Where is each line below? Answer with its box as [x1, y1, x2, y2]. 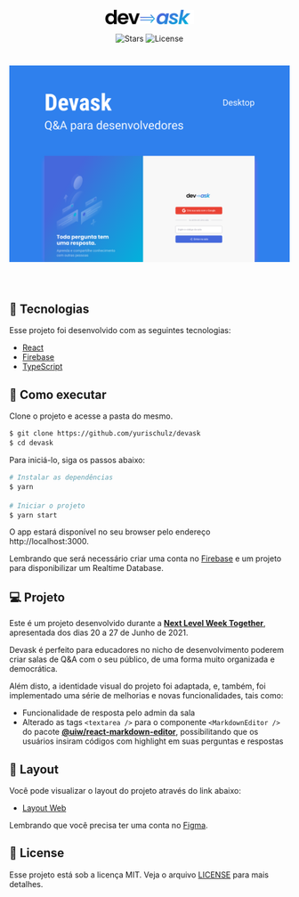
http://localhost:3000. [9, 536, 89, 547]
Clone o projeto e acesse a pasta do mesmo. [9, 411, 174, 421]
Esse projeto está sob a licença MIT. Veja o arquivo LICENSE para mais [9, 869, 270, 880]
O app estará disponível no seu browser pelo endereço [9, 526, 211, 537]
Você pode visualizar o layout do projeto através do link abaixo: [9, 786, 242, 796]
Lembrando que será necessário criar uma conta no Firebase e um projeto [9, 553, 282, 564]
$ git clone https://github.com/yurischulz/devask [9, 429, 201, 438]
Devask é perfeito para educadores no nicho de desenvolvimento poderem [9, 645, 285, 656]
